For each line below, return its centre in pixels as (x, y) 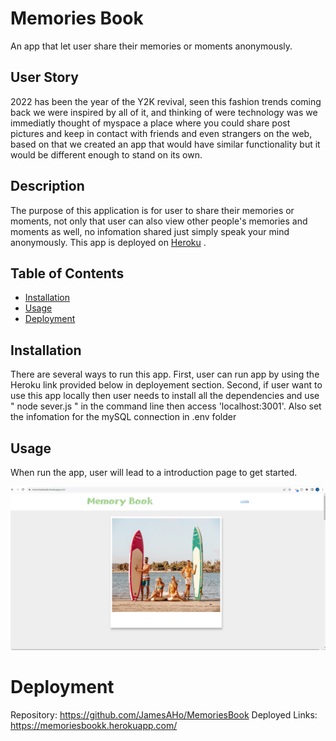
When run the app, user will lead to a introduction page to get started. (154, 472)
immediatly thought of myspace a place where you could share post (150, 123)
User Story (44, 77)
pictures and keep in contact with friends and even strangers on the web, (161, 133)
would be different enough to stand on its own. (106, 154)
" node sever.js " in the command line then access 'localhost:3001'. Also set (166, 406)
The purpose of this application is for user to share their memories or (152, 210)
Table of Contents (67, 273)
